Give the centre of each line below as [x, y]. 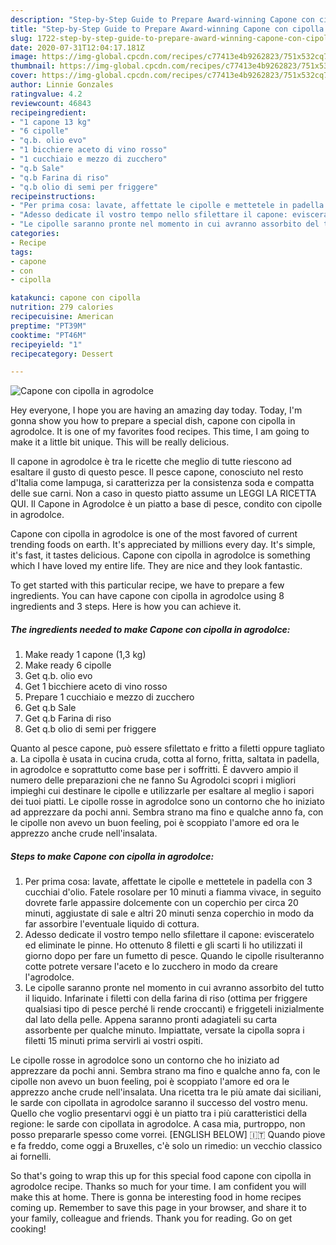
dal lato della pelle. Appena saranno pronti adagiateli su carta [151, 1020]
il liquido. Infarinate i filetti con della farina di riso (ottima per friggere [166, 998]
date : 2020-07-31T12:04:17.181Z [77, 47]
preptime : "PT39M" [48, 326]
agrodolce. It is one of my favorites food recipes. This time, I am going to [160, 432]
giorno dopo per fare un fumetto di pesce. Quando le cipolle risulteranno [174, 956]
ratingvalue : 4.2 [46, 94]
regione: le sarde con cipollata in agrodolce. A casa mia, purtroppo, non [158, 1124]
